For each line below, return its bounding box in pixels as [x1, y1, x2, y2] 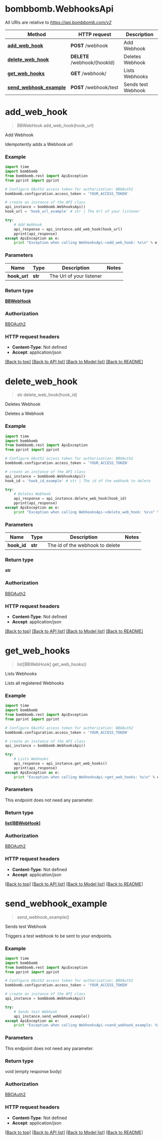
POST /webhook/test [70, 84, 119, 91]
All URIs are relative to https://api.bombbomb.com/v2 [5, 19, 112, 25]
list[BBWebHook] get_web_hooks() [16, 661, 87, 667]
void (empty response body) [5, 1068, 62, 1074]
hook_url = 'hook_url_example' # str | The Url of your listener [5, 209, 140, 214]
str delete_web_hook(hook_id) [16, 392, 78, 398]
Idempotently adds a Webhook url [5, 141, 73, 147]
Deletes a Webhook [5, 411, 45, 417]
